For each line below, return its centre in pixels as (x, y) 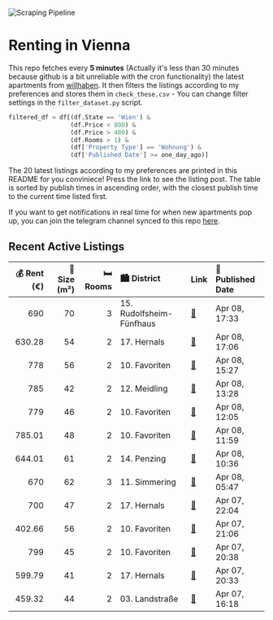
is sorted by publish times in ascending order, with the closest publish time (133, 188)
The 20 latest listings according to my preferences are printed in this (123, 171)
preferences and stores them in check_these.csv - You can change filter (128, 93)
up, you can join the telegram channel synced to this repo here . (115, 221)
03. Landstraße (149, 599)
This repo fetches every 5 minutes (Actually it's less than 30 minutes (124, 67)
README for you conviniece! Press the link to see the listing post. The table (135, 180)
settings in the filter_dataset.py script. (76, 102)
